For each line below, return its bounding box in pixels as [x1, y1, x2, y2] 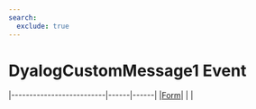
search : [8, 13, 38, 23]
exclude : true [16, 22, 69, 31]
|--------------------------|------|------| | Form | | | [8, 90, 194, 101]
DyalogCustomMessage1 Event [8, 60, 247, 81]
